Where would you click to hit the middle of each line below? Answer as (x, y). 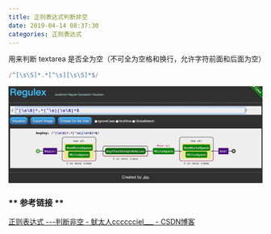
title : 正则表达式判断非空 (48, 17)
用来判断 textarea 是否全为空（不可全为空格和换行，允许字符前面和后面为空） (137, 59)
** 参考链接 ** (36, 203)
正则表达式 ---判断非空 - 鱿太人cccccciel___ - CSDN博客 (102, 221)
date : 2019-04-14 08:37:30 (54, 25)
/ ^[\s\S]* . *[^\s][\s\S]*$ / (54, 75)
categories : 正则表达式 (45, 34)
